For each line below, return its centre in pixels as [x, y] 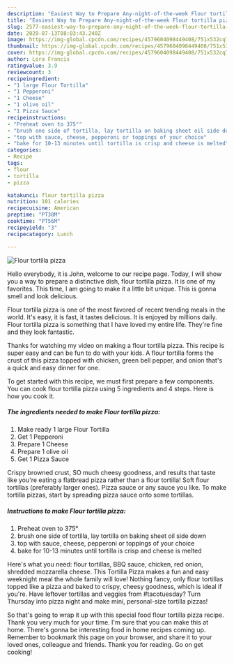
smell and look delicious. [42, 296]
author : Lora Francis [39, 59]
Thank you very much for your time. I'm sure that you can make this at [108, 622]
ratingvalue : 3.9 [32, 66]
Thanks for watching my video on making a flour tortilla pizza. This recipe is [116, 345]
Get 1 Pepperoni [40, 437]
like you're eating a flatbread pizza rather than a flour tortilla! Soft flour [108, 480]
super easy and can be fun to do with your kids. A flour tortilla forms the [111, 353]
